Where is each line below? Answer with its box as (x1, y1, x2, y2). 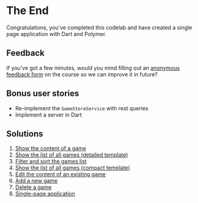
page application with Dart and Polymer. (6, 30, 107, 37)
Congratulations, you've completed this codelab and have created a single (6, 24, 193, 31)
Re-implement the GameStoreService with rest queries (15, 104, 149, 112)
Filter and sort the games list (15, 158, 87, 165)
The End (6, 4, 49, 18)
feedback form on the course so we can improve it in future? (6, 71, 158, 78)
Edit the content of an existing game (15, 171, 106, 178)
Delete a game (15, 183, 52, 191)
